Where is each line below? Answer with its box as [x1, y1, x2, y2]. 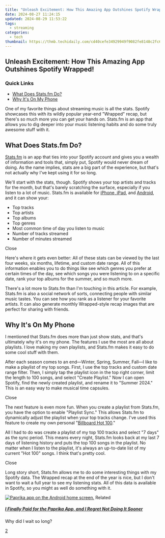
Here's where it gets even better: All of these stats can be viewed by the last [5, 255, 160, 261]
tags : [5, 21, 16, 26]
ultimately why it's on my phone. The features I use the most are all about [5, 339, 154, 345]
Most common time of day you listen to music [12, 225, 105, 231]
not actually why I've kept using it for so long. [5, 170, 97, 176]
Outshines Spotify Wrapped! [5, 65, 94, 74]
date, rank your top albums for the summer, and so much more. [5, 276, 133, 282]
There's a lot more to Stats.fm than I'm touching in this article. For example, [5, 285, 158, 291]
